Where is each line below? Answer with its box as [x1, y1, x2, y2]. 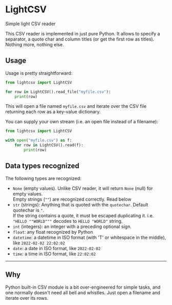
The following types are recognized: [5, 175, 82, 181]
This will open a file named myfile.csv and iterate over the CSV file [5, 103, 147, 109]
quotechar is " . [12, 207, 45, 213]
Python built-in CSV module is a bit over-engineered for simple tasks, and [5, 284, 161, 290]
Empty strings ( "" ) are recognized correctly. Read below [12, 196, 132, 202]
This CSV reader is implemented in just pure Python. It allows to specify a [5, 30, 160, 36]
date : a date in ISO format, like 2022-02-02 [12, 245, 101, 251]
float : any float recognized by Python [12, 228, 93, 235]
